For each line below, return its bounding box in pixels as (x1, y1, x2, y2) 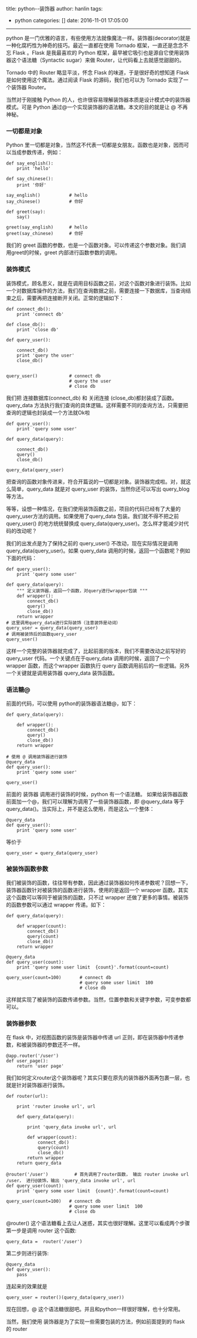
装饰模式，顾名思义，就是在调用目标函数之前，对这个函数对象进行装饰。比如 (6, 280, 191, 287)
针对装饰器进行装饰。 (16, 1082, 68, 1089)
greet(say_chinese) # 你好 (6, 231, 83, 237)
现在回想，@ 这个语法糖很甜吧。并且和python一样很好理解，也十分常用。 (6, 1306, 184, 1313)
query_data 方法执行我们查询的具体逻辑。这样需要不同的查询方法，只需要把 (6, 401, 189, 408)
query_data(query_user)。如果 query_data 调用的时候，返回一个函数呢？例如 (6, 547, 191, 554)
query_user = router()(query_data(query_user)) (6, 1295, 125, 1300)
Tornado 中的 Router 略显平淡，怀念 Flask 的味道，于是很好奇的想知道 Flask (6, 69, 189, 76)
